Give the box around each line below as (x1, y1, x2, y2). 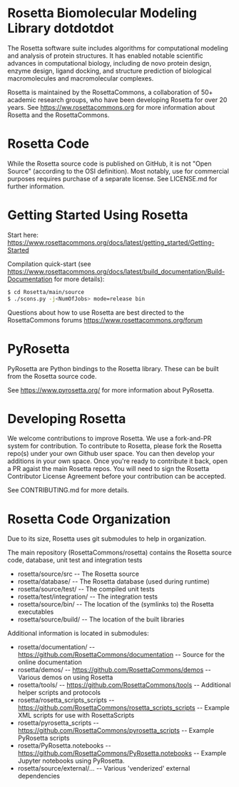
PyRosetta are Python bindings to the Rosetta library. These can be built (7, 364, 219, 372)
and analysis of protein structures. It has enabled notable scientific (7, 51, 203, 60)
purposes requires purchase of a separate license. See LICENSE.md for (7, 174, 218, 183)
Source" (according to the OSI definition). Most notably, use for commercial (7, 166, 230, 176)
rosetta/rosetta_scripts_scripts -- (17, 696, 115, 704)
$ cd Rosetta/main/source (7, 288, 84, 295)
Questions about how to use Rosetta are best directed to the (7, 308, 184, 317)
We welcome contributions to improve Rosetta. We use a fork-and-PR (7, 434, 212, 443)
